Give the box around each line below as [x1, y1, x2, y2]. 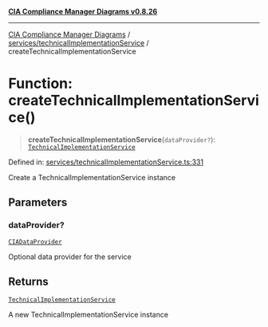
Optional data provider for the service [8, 251, 132, 262]
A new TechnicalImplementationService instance [8, 310, 169, 320]
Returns [8, 275, 49, 289]
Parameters [8, 195, 68, 210]
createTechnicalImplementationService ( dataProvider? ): [27, 135, 216, 144]
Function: [8, 75, 73, 93]
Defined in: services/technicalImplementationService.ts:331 [8, 157, 204, 167]
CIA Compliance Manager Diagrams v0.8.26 [8, 7, 158, 16]
